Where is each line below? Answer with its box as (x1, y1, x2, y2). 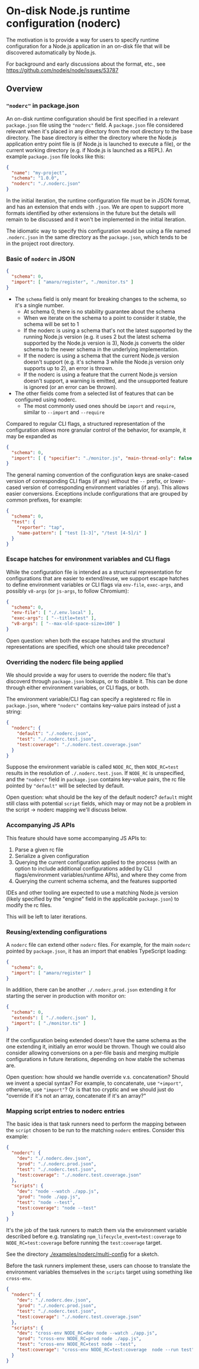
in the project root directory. (6, 240, 75, 247)
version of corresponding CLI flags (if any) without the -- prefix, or (6, 478, 169, 485)
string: (6, 708, 22, 715)
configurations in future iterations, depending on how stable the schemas (6, 1055, 185, 1062)
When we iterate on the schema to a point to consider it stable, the (23, 314, 187, 321)
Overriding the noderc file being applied (6, 658, 123, 666)
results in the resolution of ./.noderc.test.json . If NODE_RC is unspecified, (6, 770, 185, 777)
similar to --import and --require (23, 409, 105, 416)
